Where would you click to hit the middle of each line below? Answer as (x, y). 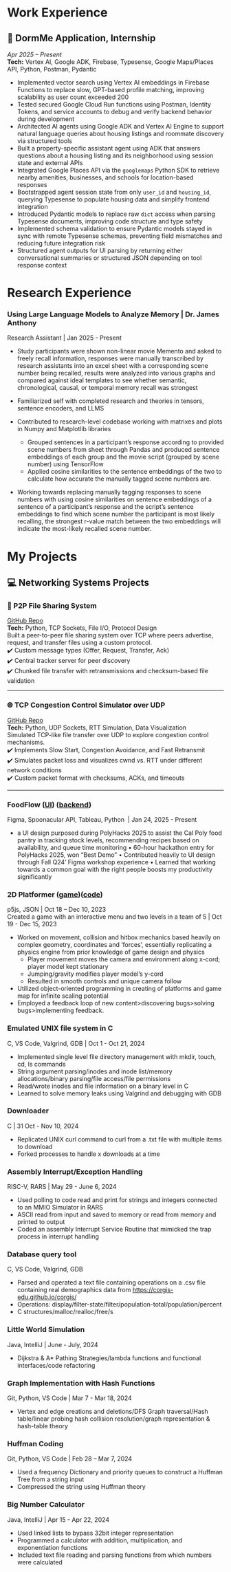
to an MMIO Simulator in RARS (60, 1208)
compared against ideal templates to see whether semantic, (102, 380)
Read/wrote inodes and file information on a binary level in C (103, 1086)
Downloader (28, 1111)
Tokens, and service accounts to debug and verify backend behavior (114, 112)
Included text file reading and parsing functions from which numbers (114, 1555)
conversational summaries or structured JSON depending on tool (109, 258)
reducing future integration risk (61, 243)
